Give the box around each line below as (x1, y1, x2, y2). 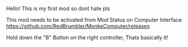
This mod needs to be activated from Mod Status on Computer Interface (6, 16, 182, 23)
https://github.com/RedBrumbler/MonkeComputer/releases (6, 23, 150, 29)
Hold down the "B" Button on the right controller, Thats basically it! (6, 34, 168, 41)
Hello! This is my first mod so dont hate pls (6, 5, 111, 12)
